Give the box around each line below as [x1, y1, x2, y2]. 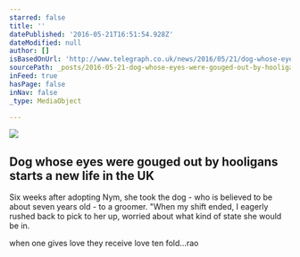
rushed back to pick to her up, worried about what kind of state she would [9, 211, 282, 222]
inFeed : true [9, 72, 58, 81]
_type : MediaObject [9, 96, 82, 106]
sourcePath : [9, 64, 54, 73]
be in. [9, 220, 30, 231]
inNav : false [9, 88, 58, 97]
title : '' [9, 21, 46, 30]
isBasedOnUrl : [9, 55, 62, 64]
